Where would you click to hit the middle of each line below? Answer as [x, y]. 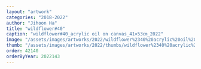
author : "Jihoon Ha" [32, 23]
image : [14, 40]
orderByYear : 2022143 [33, 56]
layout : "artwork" [29, 12]
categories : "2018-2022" [37, 17]
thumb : [14, 46]
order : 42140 [22, 51]
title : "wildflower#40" [36, 28]
